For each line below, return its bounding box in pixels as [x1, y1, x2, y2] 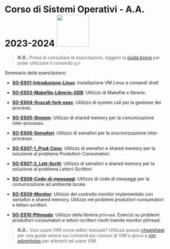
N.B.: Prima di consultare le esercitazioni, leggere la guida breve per [17, 54, 160, 61]
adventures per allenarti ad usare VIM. [17, 238, 97, 244]
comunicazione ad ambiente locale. [12, 181, 87, 187]
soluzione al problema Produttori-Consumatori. [12, 150, 111, 156]
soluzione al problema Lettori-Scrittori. [12, 165, 93, 172]
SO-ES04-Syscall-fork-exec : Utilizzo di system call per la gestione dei [12, 99, 161, 105]
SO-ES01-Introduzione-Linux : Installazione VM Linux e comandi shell [12, 79, 159, 86]
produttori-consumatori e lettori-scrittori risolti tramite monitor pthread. [12, 217, 161, 223]
